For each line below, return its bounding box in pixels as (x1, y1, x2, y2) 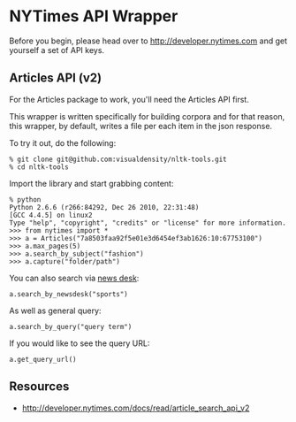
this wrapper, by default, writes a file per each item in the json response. (9, 120, 272, 131)
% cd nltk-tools (9, 162, 69, 172)
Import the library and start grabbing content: (9, 178, 174, 188)
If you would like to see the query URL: (9, 338, 150, 349)
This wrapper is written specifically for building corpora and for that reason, (9, 111, 285, 121)
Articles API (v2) (9, 71, 102, 86)
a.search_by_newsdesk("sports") (9, 289, 128, 298)
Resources (9, 379, 70, 395)
